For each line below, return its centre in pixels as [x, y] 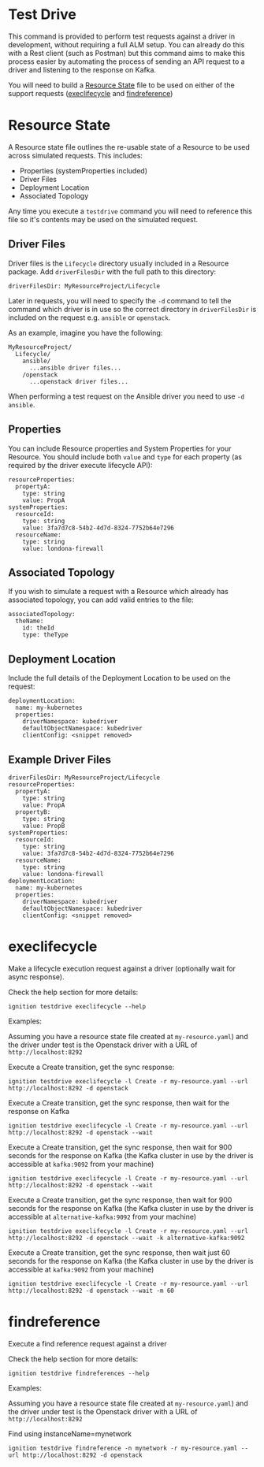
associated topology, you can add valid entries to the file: [101, 600]
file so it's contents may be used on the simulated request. [103, 219]
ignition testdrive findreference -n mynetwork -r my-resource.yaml [123, 1448]
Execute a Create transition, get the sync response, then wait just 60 [119, 1252]
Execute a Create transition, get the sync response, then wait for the [119, 1103]
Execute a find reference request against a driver [87, 1343]
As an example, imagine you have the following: [86, 332]
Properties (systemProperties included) [84, 170]
